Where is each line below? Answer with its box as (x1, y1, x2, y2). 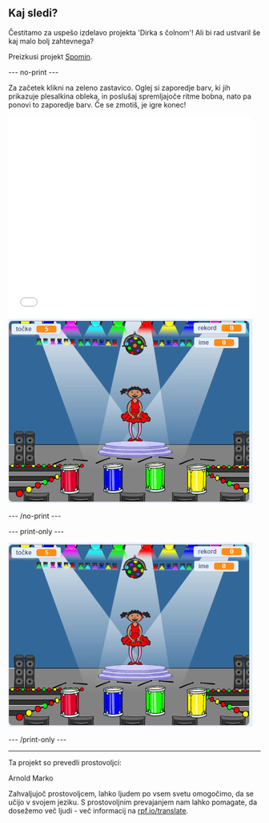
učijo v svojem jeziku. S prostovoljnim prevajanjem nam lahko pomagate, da (8, 797, 258, 807)
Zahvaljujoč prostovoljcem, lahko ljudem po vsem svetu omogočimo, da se (8, 789, 254, 798)
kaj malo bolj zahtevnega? (8, 36, 94, 46)
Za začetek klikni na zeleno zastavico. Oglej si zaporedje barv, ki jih (8, 83, 231, 92)
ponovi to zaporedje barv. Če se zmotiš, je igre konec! (8, 99, 187, 109)
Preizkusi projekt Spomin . (8, 51, 93, 61)
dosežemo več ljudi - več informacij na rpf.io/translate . (8, 805, 189, 815)
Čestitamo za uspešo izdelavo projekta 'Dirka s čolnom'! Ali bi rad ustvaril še (8, 27, 261, 37)
